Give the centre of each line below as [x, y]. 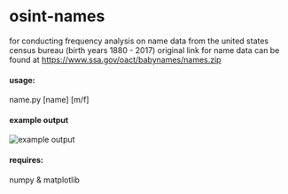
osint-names [57, 16]
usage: [22, 80]
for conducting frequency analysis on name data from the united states [139, 41]
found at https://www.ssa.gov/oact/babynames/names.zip [115, 59]
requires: [27, 159]
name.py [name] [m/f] [49, 100]
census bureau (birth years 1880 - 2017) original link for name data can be [144, 50]
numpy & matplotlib [44, 180]
